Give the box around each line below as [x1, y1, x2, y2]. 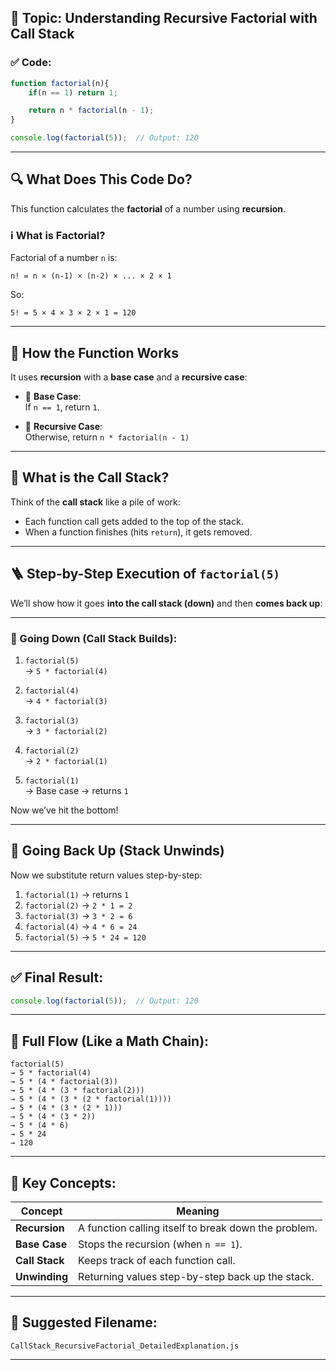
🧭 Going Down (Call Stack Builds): [10, 631, 178, 645]
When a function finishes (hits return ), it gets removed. [24, 526, 253, 538]
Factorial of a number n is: [10, 252, 118, 264]
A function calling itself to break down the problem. [78, 1221, 318, 1235]
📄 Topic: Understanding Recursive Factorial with [10, 10, 318, 27]
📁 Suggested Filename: [10, 1314, 158, 1331]
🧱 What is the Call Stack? [10, 469, 170, 486]
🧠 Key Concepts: [10, 1174, 117, 1191]
